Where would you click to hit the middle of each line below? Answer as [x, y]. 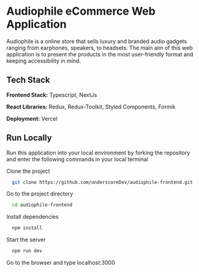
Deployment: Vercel [32, 118]
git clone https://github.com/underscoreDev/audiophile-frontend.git [102, 182]
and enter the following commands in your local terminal [77, 159]
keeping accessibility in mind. [44, 61]
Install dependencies [33, 217]
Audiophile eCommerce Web [81, 11]
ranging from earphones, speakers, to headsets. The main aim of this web [99, 48]
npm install [27, 228]
